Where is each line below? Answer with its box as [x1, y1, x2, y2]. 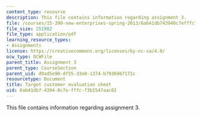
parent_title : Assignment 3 [6, 59, 77, 65]
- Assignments [6, 43, 42, 49]
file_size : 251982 [6, 25, 52, 32]
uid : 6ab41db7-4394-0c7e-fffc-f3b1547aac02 [6, 87, 117, 93]
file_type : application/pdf [6, 31, 77, 37]
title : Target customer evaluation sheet [6, 82, 112, 88]
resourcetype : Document [6, 76, 66, 82]
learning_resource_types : [6, 37, 71, 43]
